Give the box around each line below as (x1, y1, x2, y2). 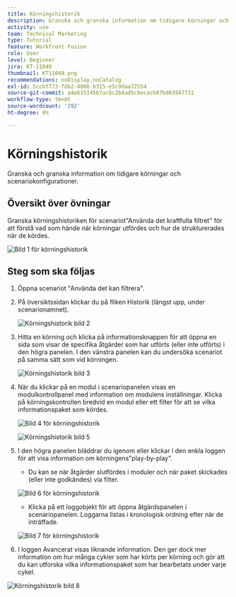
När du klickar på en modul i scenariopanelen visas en (17, 383, 176, 392)
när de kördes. (7, 231, 49, 239)
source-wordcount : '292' (7, 103, 81, 110)
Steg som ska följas (7, 265, 95, 277)
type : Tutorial (7, 37, 52, 44)
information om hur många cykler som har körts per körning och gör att (17, 553, 225, 562)
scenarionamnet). (17, 305, 69, 314)
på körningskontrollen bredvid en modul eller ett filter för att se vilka (17, 398, 216, 406)
